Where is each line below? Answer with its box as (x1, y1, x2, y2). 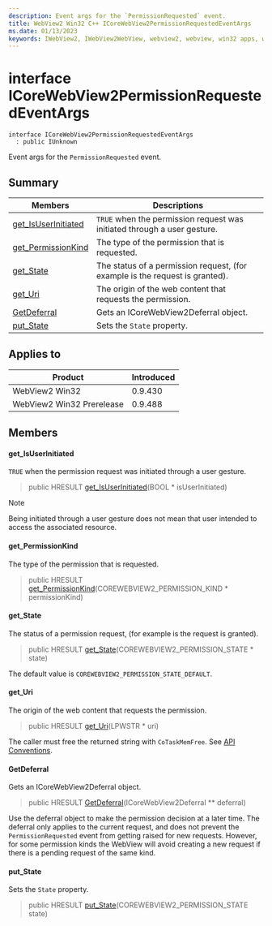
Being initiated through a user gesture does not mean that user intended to (8, 514, 257, 523)
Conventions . (8, 746, 53, 756)
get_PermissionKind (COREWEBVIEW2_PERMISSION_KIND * (28, 584, 229, 593)
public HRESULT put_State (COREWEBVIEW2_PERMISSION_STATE (28, 900, 249, 910)
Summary (8, 175, 59, 189)
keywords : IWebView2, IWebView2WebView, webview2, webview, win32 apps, (8, 34, 259, 43)
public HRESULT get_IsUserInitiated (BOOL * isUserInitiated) (28, 482, 228, 492)
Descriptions (152, 200, 204, 211)
